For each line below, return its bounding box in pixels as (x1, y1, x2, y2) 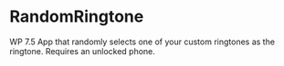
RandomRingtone (9, 6, 144, 27)
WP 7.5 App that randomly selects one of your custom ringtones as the (9, 36, 276, 47)
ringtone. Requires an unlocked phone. (9, 45, 155, 56)
